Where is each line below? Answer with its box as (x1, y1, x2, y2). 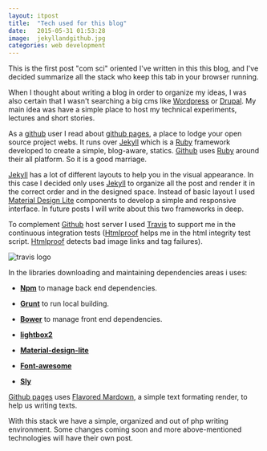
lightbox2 (19, 330, 54, 339)
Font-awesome (19, 361, 72, 371)
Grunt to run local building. (19, 299, 110, 309)
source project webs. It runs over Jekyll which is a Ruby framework (8, 137, 231, 147)
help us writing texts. (8, 400, 78, 410)
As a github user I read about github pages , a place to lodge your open (8, 129, 242, 139)
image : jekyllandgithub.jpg (8, 34, 106, 43)
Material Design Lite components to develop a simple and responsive (8, 196, 237, 205)
